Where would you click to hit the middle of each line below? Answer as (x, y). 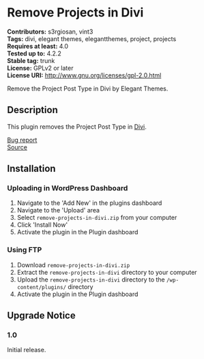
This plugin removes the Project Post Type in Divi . (77, 126)
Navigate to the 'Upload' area (58, 210)
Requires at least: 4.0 (38, 46)
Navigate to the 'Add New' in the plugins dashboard (89, 203)
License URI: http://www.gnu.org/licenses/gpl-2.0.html (84, 75)
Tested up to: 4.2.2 (34, 53)
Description (32, 110)
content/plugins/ (42, 287)
